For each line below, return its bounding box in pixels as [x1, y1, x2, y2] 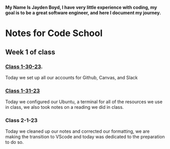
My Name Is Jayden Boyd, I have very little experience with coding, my [5, 5, 157, 10]
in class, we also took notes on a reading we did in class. [5, 104, 124, 110]
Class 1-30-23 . [5, 63, 43, 70]
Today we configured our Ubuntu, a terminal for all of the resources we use [5, 99, 163, 105]
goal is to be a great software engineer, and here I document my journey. [5, 10, 161, 16]
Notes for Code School [5, 27, 103, 39]
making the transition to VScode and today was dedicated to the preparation [5, 134, 165, 140]
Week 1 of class [5, 48, 55, 56]
